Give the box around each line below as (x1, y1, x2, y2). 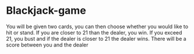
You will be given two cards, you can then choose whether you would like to (6, 23, 188, 30)
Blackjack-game (6, 4, 86, 17)
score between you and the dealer (6, 41, 89, 48)
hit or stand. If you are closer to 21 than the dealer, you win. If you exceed (6, 29, 182, 36)
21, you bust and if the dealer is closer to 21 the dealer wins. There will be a (6, 35, 186, 42)
